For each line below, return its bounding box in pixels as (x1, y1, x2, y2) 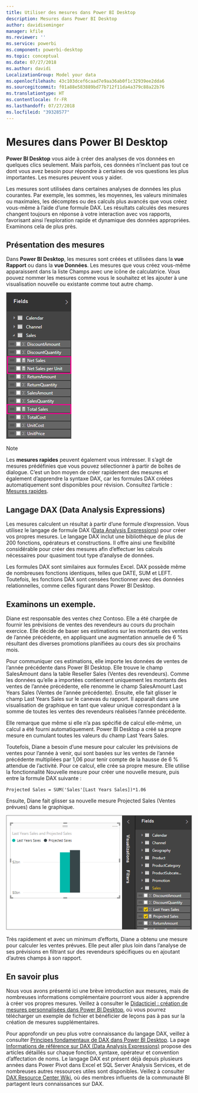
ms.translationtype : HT (6, 90, 65, 97)
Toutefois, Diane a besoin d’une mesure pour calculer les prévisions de (6, 743, 179, 750)
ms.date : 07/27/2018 (6, 59, 57, 65)
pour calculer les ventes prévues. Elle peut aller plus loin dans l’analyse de (6, 942, 187, 949)
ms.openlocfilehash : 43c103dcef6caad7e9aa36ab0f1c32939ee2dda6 (6, 78, 165, 84)
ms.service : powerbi (6, 41, 57, 47)
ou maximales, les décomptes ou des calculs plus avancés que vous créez (6, 198, 187, 205)
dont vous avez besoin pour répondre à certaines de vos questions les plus (6, 167, 189, 174)
